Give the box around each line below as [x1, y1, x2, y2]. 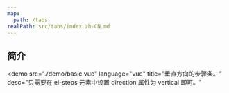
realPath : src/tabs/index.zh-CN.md [7, 23, 110, 30]
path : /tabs [13, 17, 49, 23]
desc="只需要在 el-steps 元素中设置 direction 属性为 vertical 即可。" [7, 79, 203, 87]
